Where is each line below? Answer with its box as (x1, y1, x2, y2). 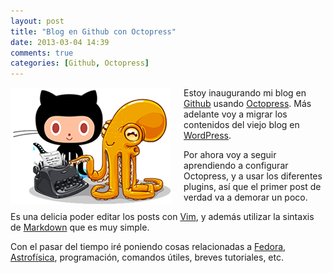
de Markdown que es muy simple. (10, 221, 150, 234)
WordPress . (183, 130, 232, 142)
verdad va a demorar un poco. (183, 191, 308, 204)
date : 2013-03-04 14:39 (10, 37, 110, 47)
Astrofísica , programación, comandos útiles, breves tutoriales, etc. (10, 251, 284, 264)
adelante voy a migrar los (183, 108, 288, 120)
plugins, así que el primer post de (183, 181, 322, 193)
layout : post (10, 16, 65, 26)
